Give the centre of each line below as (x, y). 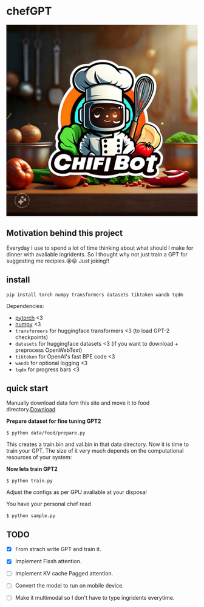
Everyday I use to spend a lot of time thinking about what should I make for (100, 248)
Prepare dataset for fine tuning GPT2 (54, 421)
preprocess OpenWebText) (49, 350)
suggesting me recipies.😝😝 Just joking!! (58, 261)
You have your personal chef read (49, 504)
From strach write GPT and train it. (58, 549)
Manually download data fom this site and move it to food (78, 403)
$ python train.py (29, 481)
